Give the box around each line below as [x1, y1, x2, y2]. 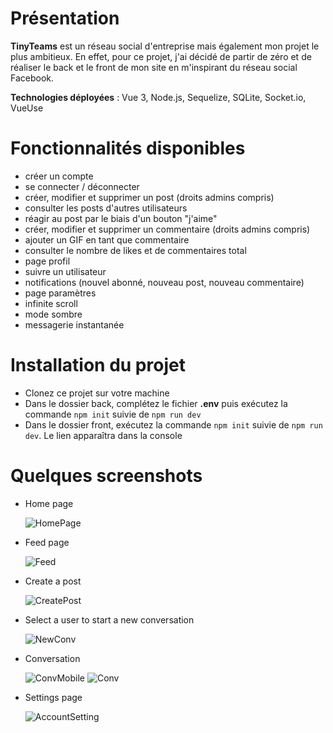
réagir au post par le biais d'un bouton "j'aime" [24, 212, 218, 224]
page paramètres [24, 287, 97, 299]
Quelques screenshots [10, 465, 203, 487]
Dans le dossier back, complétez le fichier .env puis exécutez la [24, 397, 288, 409]
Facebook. [10, 72, 55, 84]
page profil [24, 255, 71, 267]
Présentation [10, 7, 120, 30]
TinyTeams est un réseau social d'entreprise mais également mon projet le [10, 40, 320, 52]
